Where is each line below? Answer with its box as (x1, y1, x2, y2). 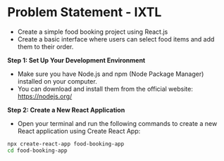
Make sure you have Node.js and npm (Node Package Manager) (17, 70, 204, 78)
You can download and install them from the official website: (17, 84, 194, 93)
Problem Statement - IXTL (7, 4, 162, 20)
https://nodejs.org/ (17, 92, 73, 101)
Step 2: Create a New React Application (7, 105, 125, 114)
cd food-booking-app (7, 147, 68, 154)
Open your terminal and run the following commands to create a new (17, 119, 218, 127)
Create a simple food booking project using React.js (17, 27, 168, 36)
